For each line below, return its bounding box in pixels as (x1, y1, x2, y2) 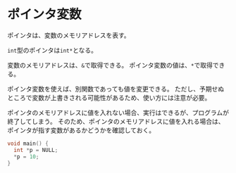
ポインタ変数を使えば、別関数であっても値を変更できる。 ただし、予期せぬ (7, 84, 225, 93)
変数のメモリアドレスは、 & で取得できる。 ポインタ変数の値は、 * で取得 (7, 60, 213, 69)
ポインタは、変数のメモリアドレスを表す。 (7, 31, 130, 39)
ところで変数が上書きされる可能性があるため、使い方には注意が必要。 (7, 93, 211, 102)
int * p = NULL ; (13, 146, 58, 153)
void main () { (7, 140, 49, 147)
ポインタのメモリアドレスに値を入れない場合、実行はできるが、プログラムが (7, 108, 230, 117)
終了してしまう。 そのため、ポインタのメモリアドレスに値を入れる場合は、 (7, 117, 225, 125)
